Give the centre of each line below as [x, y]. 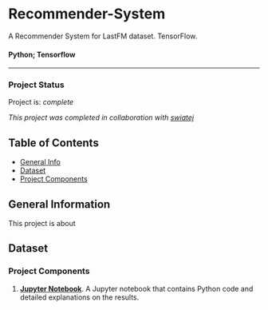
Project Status [37, 85]
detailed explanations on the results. [79, 297]
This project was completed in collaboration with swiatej [101, 117]
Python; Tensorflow [42, 54]
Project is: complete [41, 102]
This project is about [42, 224]
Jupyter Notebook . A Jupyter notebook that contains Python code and [136, 288]
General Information [59, 204]
